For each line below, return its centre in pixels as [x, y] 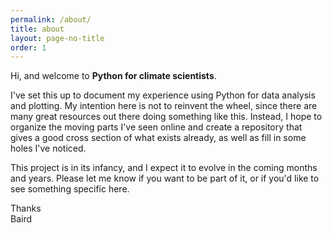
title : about [37, 29]
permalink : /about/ [51, 19]
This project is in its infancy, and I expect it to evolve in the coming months [164, 168]
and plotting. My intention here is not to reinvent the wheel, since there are [164, 106]
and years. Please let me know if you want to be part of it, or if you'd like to [165, 178]
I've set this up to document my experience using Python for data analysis [163, 95]
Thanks [26, 208]
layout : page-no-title [57, 38]
